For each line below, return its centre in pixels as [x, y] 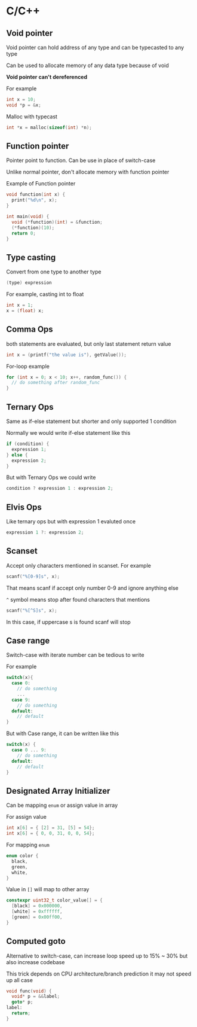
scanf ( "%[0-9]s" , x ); [33, 576]
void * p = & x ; [24, 105]
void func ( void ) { [29, 991]
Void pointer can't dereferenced [47, 77]
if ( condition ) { [28, 444]
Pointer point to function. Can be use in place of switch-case [81, 160]
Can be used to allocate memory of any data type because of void [87, 65]
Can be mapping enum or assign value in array [62, 805]
